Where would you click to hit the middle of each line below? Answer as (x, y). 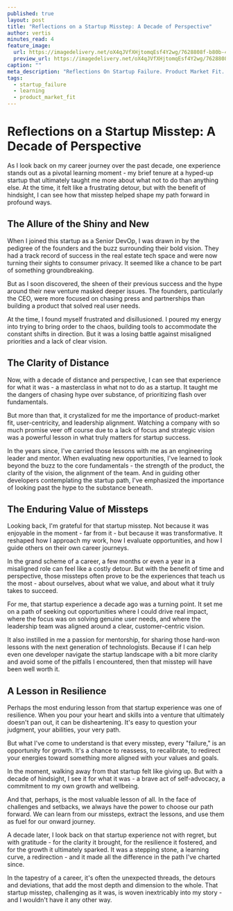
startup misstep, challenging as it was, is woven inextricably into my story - (115, 893)
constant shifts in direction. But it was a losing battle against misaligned (109, 334)
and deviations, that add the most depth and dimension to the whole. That (113, 885)
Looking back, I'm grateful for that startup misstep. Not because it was (108, 526)
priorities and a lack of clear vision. (57, 341)
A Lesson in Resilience (57, 691)
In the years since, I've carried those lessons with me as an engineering (110, 450)
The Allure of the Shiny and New (78, 224)
